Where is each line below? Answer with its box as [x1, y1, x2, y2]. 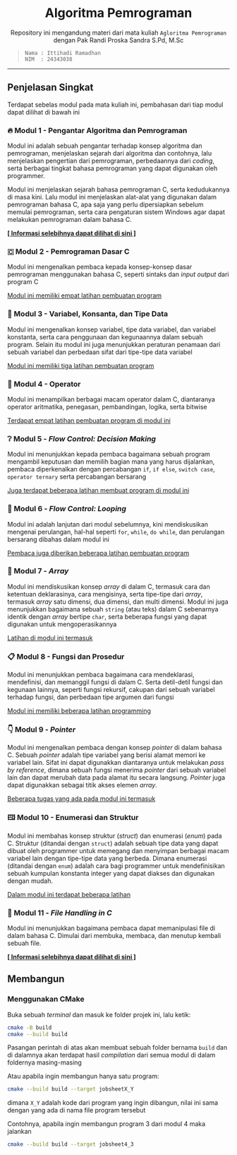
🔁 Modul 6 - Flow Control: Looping [7, 504, 127, 514]
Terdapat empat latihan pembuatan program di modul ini [7, 416, 171, 425]
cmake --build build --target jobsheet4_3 [7, 1141, 134, 1148]
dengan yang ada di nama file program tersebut [7, 1106, 146, 1115]
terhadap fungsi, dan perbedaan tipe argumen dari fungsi [7, 693, 174, 701]
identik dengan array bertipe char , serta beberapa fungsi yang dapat [7, 612, 207, 621]
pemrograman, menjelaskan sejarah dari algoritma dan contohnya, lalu [7, 149, 212, 158]
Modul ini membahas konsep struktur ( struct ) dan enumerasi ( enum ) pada [7, 831, 222, 840]
